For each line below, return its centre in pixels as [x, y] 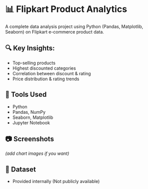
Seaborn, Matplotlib [33, 117]
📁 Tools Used [26, 94]
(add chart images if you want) [37, 153]
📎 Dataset [21, 169]
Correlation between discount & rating [51, 73]
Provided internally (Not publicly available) [56, 181]
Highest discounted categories [44, 68]
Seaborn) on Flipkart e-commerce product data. [54, 32]
